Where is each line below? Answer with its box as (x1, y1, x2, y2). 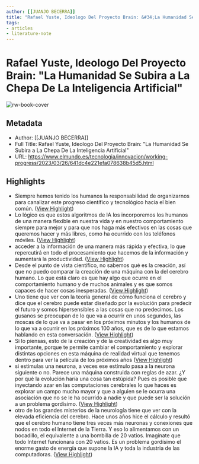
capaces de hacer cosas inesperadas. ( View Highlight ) (14, 287, 149, 294)
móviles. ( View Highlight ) (14, 236, 76, 243)
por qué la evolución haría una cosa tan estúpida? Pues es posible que (14, 375, 187, 382)
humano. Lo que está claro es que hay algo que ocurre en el (14, 274, 162, 281)
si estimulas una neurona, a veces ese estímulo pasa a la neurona (14, 363, 175, 370)
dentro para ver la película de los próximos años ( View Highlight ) (14, 356, 173, 363)
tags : (6, 20, 20, 26)
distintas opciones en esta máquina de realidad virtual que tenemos (14, 349, 180, 357)
